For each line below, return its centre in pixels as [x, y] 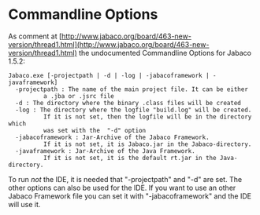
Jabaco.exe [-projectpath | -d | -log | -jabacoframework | [109, 75]
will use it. [24, 204]
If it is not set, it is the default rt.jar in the [130, 158]
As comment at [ [35, 36]
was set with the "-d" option [95, 130]
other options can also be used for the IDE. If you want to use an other [122, 188]
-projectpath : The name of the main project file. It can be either [132, 89]
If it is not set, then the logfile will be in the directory [147, 117]
